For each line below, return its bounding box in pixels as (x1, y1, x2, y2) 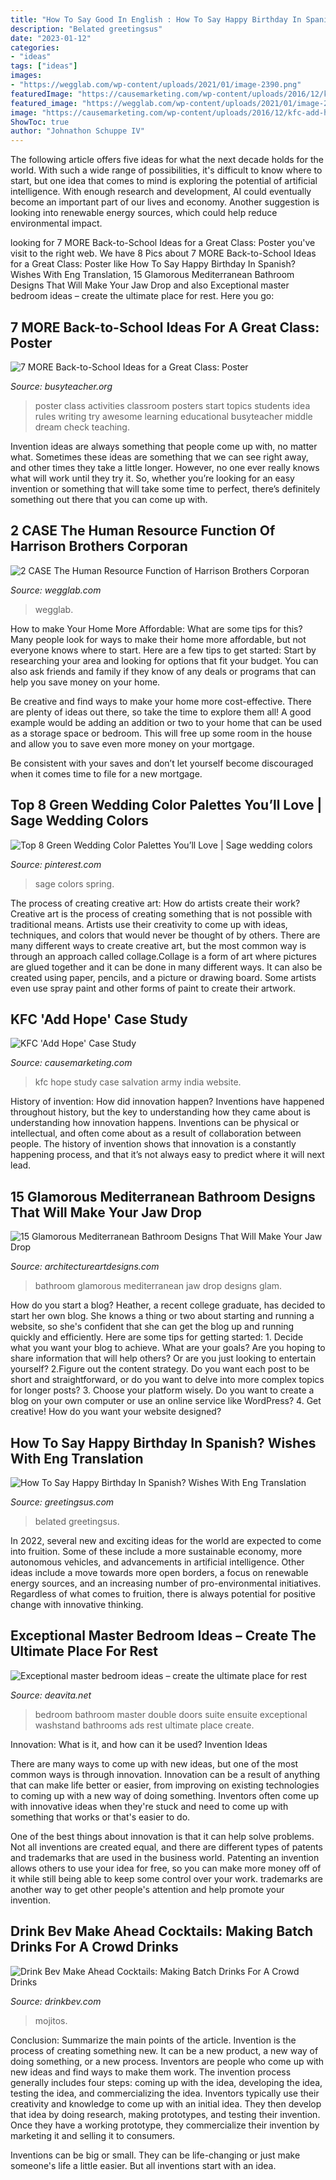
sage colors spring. (34, 877, 115, 890)
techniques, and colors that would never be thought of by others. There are (10, 929, 321, 941)
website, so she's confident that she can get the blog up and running (10, 1321, 295, 1333)
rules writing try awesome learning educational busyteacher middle (34, 410, 313, 422)
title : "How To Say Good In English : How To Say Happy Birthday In (10, 14, 302, 25)
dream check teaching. (34, 421, 130, 433)
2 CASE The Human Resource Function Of (10, 522, 276, 540)
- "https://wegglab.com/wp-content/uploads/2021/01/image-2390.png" (10, 80, 302, 90)
